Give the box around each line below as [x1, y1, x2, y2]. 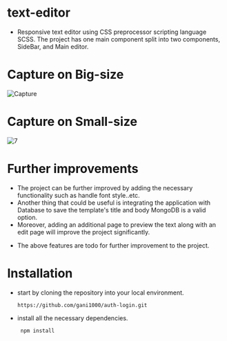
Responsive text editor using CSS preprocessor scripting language [17, 28, 207, 36]
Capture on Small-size [7, 114, 138, 129]
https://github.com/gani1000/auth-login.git [17, 302, 148, 308]
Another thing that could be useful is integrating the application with [17, 199, 210, 207]
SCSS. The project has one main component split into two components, [17, 35, 221, 43]
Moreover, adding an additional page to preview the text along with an [17, 220, 216, 229]
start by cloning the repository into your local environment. [17, 288, 184, 297]
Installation [7, 265, 73, 281]
